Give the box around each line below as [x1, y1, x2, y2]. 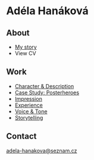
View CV [14, 50, 37, 57]
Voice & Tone [14, 108, 48, 115]
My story [14, 43, 37, 50]
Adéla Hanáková [6, 4, 89, 18]
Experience [14, 101, 43, 108]
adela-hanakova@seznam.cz [6, 147, 77, 154]
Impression [14, 95, 43, 102]
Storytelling [14, 114, 43, 121]
